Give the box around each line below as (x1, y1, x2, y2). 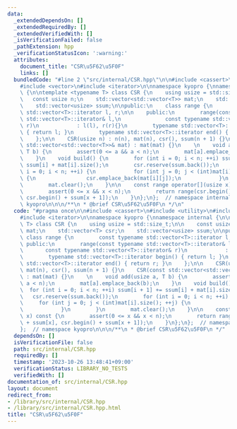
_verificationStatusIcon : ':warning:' (13, 50, 128, 57)
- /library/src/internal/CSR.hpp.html (7, 404, 121, 412)
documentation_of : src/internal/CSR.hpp (7, 378, 128, 385)
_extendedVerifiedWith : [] (13, 30, 93, 37)
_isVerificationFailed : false (13, 37, 102, 44)
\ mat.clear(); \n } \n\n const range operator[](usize (20, 181, 222, 188)
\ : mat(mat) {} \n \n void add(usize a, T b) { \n (20, 273, 188, 280)
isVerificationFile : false (13, 339, 93, 346)
